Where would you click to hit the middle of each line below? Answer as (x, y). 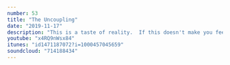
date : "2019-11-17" (35, 26)
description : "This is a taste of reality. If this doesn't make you (110, 32)
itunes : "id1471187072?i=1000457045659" (66, 45)
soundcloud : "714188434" (42, 51)
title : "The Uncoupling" (42, 20)
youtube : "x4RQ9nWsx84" (41, 39)
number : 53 (23, 13)
